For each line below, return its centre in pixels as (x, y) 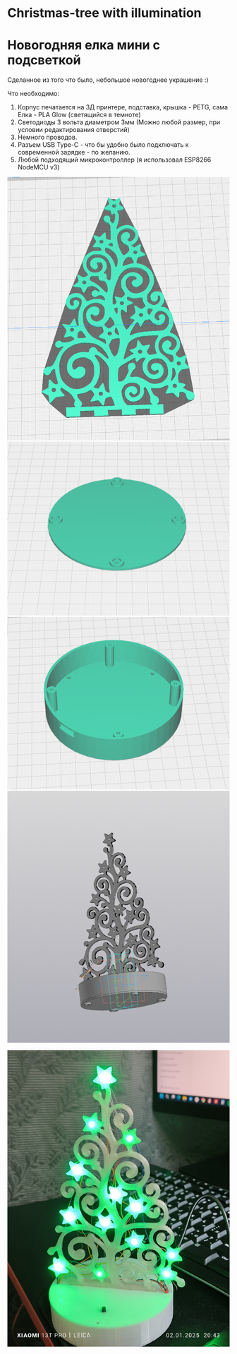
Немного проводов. (47, 137)
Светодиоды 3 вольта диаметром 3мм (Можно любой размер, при (119, 122)
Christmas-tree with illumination (104, 13)
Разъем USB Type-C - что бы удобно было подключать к (103, 145)
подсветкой (44, 60)
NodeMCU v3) (38, 167)
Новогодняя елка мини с (84, 46)
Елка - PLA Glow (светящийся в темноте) (79, 115)
